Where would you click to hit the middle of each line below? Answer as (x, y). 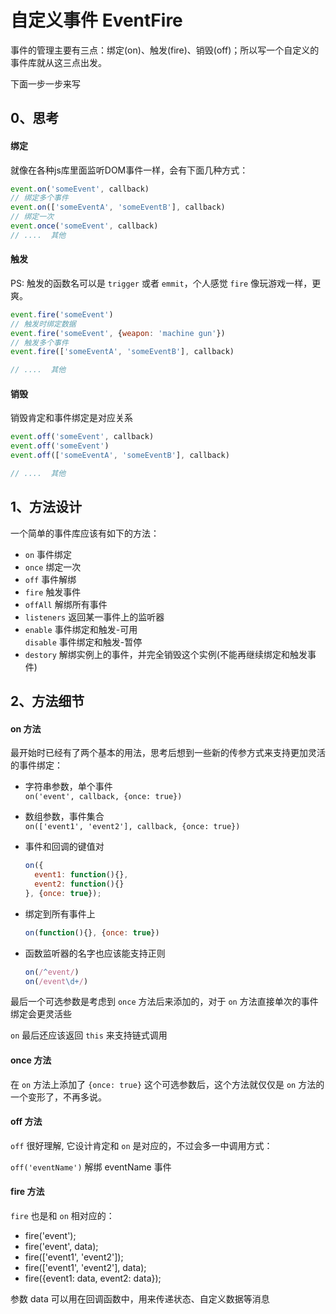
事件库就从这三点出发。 (58, 62)
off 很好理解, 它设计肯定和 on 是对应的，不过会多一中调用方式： (141, 1145)
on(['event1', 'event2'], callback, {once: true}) (132, 827)
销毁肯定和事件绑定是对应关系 (71, 418)
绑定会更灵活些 (41, 1014)
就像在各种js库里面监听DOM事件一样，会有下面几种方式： (129, 170)
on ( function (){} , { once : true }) (92, 932)
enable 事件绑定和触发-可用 (81, 629)
